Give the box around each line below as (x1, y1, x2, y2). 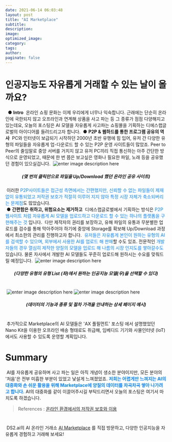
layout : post (5, 12, 33, 17)
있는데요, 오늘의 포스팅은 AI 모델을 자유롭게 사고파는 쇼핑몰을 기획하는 (5, 122, 145, 129)
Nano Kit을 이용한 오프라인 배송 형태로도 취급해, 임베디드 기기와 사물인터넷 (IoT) (5, 327, 165, 333)
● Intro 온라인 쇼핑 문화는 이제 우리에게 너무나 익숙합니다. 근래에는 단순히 (7, 110, 157, 116)
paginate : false (5, 55, 40, 60)
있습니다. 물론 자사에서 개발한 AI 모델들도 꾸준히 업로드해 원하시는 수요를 (5, 251, 150, 258)
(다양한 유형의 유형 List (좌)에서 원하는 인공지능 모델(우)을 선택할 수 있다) (14, 270, 158, 277)
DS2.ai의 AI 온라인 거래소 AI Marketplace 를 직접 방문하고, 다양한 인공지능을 (6, 425, 160, 431)
